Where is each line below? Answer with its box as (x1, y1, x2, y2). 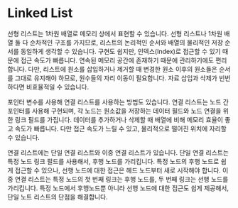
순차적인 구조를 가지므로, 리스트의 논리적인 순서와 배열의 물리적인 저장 (29, 38, 224, 47)
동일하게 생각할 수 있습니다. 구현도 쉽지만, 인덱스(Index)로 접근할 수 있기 (20, 47, 222, 55)
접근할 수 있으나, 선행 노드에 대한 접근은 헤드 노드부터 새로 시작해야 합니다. (14, 165, 222, 175)
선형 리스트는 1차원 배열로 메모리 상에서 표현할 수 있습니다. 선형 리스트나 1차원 (7, 29, 222, 38)
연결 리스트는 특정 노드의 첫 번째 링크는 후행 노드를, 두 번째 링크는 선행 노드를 (14, 175, 229, 183)
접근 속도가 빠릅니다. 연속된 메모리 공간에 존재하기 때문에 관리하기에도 (20, 55, 215, 65)
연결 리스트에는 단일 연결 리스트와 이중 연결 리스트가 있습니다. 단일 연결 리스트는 (7, 148, 229, 157)
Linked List (7, 5, 73, 21)
